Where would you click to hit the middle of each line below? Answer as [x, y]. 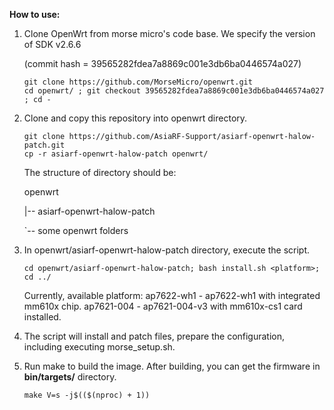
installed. [42, 317]
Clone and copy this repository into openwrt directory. [135, 118]
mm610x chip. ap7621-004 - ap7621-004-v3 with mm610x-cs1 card [163, 306]
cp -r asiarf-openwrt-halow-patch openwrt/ [116, 154]
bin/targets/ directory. [70, 377]
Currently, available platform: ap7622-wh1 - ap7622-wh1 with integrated [172, 295]
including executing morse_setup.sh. [99, 347]
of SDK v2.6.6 [52, 44]
